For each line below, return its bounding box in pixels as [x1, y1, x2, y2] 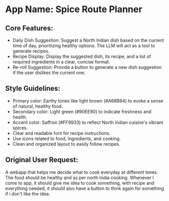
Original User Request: [5, 156, 78, 164]
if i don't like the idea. [5, 190, 51, 196]
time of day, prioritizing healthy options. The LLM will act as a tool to [12, 43, 155, 49]
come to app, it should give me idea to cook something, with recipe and [5, 180, 154, 186]
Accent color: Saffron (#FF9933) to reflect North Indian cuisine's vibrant [12, 119, 163, 125]
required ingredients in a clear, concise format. [12, 59, 110, 64]
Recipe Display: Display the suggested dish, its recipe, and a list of [12, 53, 151, 59]
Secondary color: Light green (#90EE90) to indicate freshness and [12, 108, 152, 115]
